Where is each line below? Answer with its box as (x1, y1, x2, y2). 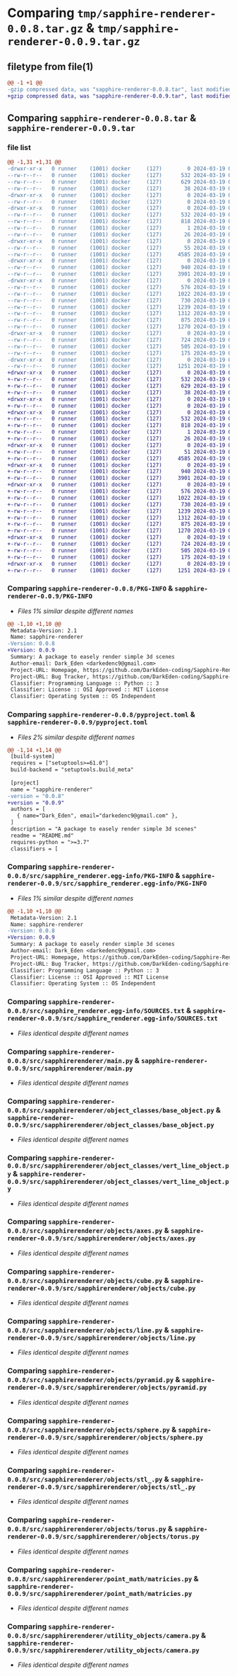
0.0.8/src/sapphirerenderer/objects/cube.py (7, 1277, 163, 1284)
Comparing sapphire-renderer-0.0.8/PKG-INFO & (7, 583, 174, 593)
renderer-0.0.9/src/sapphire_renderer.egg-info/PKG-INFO (7, 879, 207, 888)
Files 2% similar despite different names (17, 733, 135, 741)
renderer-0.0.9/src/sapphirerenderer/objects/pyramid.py (7, 1384, 207, 1392)
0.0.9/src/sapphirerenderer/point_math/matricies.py (7, 1590, 193, 1597)
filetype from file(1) (7, 60, 94, 72)
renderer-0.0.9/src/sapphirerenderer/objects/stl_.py (7, 1483, 196, 1491)
